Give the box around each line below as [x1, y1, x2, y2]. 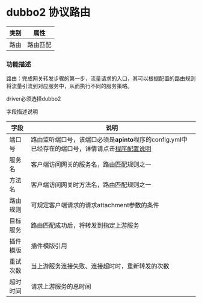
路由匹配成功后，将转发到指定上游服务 [31, 221, 139, 230]
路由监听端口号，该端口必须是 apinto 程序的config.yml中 [31, 136, 188, 144]
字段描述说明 [6, 108, 38, 115]
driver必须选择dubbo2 [6, 95, 61, 102]
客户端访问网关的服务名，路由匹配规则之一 [31, 160, 151, 169]
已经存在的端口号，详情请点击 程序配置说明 [31, 145, 151, 153]
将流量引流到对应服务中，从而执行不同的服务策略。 [6, 83, 133, 90]
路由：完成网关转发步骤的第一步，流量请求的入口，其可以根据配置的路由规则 [6, 75, 196, 82]
